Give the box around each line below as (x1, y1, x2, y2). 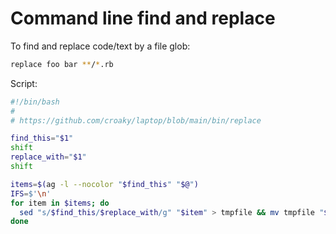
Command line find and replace (10, 7, 276, 30)
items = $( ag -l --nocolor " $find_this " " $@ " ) (10, 179, 199, 189)
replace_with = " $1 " (10, 152, 87, 162)
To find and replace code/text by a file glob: (10, 40, 191, 52)
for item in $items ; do (10, 198, 110, 208)
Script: (10, 77, 38, 89)
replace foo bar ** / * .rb (10, 59, 114, 69)
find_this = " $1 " (10, 133, 74, 144)
